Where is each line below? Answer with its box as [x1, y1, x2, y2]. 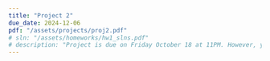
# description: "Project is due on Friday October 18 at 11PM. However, [8, 41, 257, 49]
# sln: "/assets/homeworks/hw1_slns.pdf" [8, 33, 149, 42]
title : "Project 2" [8, 11, 74, 20]
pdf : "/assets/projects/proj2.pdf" [8, 26, 128, 34]
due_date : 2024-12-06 [8, 19, 81, 27]
